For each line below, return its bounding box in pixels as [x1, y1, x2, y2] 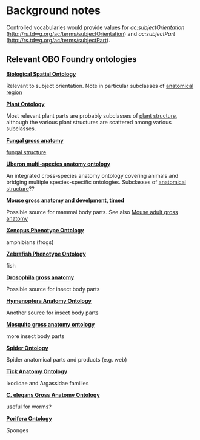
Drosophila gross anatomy [6, 274, 75, 281]
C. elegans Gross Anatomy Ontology [6, 391, 100, 398]
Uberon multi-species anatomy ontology [6, 160, 111, 168]
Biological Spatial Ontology [6, 70, 76, 78]
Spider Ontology [6, 344, 48, 351]
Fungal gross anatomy [6, 137, 64, 144]
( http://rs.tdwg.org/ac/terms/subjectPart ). [6, 36, 110, 44]
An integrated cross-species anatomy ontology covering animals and [6, 172, 179, 179]
